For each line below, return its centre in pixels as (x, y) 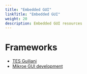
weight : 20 (16, 19)
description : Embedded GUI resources (44, 23)
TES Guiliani (24, 61)
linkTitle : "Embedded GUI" (33, 14)
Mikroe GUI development (37, 66)
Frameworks (31, 48)
